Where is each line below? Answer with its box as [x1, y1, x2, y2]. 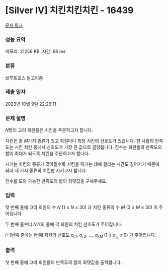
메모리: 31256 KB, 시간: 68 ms [5, 48, 66, 54]
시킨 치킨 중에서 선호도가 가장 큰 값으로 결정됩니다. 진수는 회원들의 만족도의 [14, 144, 162, 150]
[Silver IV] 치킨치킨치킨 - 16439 [5, 5, 134, 16]
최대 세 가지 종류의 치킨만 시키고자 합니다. [5, 167, 87, 174]
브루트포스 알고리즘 [5, 75, 43, 81]
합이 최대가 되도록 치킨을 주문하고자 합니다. [5, 151, 90, 157]
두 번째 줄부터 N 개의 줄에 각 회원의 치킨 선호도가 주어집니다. [5, 221, 123, 227]
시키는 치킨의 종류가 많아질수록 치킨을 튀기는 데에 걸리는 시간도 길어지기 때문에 [5, 161, 160, 167]
